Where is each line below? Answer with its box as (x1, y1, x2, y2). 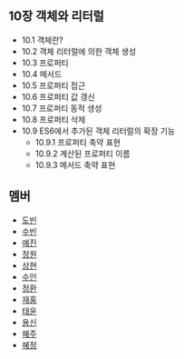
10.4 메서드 (21, 68, 63, 79)
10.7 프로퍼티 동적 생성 (21, 103, 102, 114)
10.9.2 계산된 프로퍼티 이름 (34, 148, 131, 159)
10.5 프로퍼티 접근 (21, 80, 86, 91)
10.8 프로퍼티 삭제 (21, 114, 86, 125)
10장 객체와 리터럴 (8, 8, 105, 25)
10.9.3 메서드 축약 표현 (34, 159, 116, 170)
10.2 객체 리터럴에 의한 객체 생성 (21, 45, 137, 56)
